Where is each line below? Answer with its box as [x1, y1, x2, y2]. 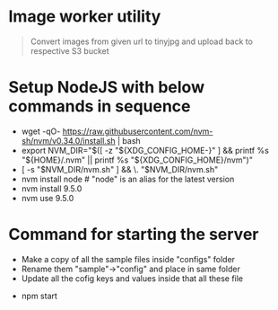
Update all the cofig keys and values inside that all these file [21, 272, 244, 284]
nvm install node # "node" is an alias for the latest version [21, 173, 235, 184]
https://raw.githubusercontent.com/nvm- [62, 126, 213, 137]
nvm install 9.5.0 [21, 182, 83, 194]
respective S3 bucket [30, 45, 109, 56]
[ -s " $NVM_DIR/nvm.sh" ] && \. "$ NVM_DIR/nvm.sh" [21, 164, 219, 174]
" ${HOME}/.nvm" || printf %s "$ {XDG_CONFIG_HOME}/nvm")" [21, 155, 253, 165]
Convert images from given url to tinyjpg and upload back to [30, 36, 253, 47]
